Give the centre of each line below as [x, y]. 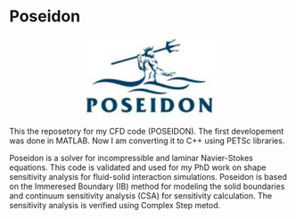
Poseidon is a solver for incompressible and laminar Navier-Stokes [132, 158]
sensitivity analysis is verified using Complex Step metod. [115, 206]
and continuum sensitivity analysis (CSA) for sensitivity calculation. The [141, 196]
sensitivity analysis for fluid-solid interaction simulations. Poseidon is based [148, 177]
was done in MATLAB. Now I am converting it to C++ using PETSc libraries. [147, 141]
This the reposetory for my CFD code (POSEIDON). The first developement [147, 132]
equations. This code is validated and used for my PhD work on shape [138, 167]
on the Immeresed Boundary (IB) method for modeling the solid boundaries [147, 187]
